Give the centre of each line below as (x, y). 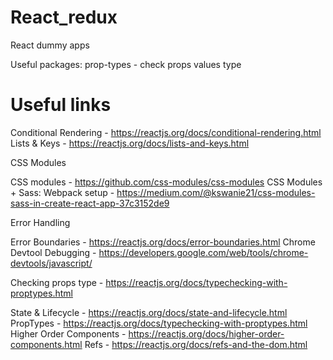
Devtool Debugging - (53, 252)
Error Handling (40, 222)
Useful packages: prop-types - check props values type (126, 64)
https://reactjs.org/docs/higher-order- (206, 333)
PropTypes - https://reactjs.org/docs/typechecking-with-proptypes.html (159, 323)
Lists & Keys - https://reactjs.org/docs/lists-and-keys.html (130, 143)
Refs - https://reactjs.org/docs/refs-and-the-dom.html (196, 344)
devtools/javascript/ (51, 263)
